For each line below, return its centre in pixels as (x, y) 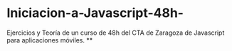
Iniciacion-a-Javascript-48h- (95, 13)
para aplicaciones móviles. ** (50, 40)
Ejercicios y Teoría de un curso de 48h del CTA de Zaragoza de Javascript (116, 33)
